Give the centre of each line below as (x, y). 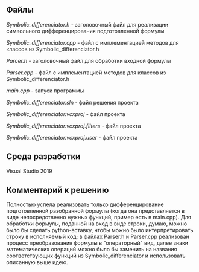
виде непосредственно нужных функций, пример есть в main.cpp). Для (99, 218)
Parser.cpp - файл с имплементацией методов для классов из (86, 73)
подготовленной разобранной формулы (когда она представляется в (96, 211)
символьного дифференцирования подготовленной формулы (85, 31)
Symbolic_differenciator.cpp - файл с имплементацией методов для (93, 42)
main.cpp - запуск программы (45, 91)
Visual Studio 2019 (29, 171)
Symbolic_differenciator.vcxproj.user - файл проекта (72, 137)
